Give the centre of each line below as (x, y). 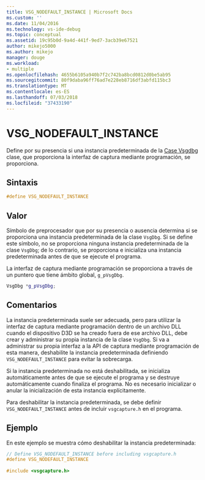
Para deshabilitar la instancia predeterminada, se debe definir (84, 402)
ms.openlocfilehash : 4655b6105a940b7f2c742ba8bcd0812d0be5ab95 (89, 75)
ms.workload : (23, 63)
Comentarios (32, 305)
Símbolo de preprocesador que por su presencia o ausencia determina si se (102, 231)
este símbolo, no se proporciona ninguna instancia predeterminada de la (98, 244)
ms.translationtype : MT (37, 86)
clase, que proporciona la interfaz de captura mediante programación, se (99, 157)
